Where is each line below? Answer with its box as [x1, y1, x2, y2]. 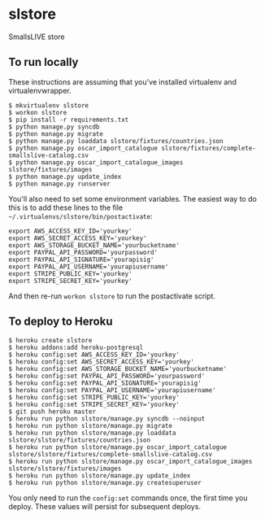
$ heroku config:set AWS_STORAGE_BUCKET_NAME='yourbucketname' [8, 364, 228, 373]
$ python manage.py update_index [8, 172, 122, 181]
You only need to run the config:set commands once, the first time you [8, 493, 248, 503]
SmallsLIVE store [8, 32, 65, 41]
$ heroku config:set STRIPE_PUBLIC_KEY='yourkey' [8, 393, 180, 401]
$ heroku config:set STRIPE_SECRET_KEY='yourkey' [8, 400, 180, 408]
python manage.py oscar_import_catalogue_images [15, 158, 184, 167]
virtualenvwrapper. [8, 85, 72, 95]
